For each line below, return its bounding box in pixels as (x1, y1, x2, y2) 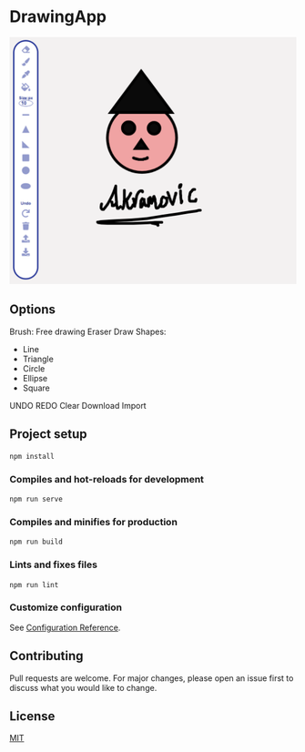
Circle (22, 362, 46, 374)
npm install (9, 452, 55, 461)
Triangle (22, 353, 55, 364)
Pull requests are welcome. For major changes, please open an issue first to (9, 672, 294, 684)
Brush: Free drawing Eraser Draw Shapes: (9, 326, 167, 337)
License (9, 708, 56, 725)
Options (9, 302, 56, 318)
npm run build (9, 537, 64, 547)
